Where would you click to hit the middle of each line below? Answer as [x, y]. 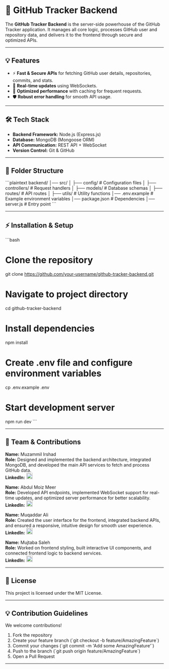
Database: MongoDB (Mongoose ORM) [53, 140]
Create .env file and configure [69, 363]
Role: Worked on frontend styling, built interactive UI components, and [78, 547]
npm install [17, 343]
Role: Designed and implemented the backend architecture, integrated [78, 460]
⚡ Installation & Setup [39, 225]
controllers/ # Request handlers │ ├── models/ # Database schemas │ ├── [84, 188]
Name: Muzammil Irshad [31, 454]
